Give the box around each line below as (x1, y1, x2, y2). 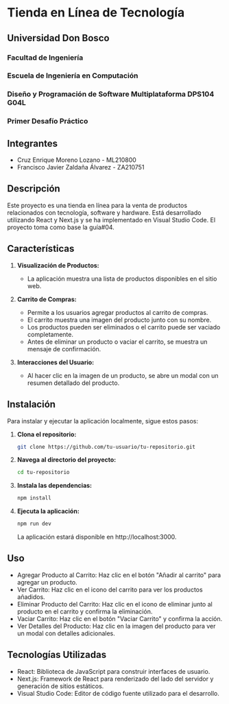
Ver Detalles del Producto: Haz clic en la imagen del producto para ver (16, 622, 216, 630)
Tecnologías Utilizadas (7, 649, 107, 661)
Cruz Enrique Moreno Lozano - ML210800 (16, 156, 137, 164)
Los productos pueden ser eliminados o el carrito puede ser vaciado (27, 322, 221, 331)
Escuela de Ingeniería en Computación (7, 71, 138, 80)
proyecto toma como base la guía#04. (7, 223, 114, 231)
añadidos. (16, 592, 46, 601)
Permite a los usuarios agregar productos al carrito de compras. (27, 308, 208, 316)
